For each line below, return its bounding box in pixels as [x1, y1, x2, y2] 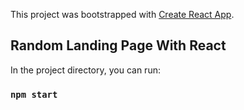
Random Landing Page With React [10, 37, 227, 54]
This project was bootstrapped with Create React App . [10, 9, 235, 20]
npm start [10, 89, 58, 100]
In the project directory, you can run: [10, 64, 161, 76]
